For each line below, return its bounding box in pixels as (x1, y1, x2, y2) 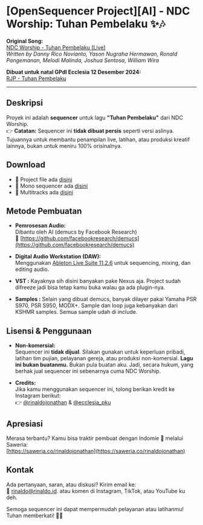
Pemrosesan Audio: (14, 222, 66, 229)
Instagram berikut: (14, 392, 61, 399)
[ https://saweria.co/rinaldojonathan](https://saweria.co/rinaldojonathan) (6, 448, 185, 454)
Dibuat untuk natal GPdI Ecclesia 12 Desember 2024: (6, 68, 141, 75)
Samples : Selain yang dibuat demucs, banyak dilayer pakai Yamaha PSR (14, 296, 197, 303)
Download (6, 160, 45, 170)
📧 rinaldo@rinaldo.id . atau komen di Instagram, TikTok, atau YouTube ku (6, 487, 185, 494)
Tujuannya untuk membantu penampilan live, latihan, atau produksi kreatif (6, 136, 190, 143)
